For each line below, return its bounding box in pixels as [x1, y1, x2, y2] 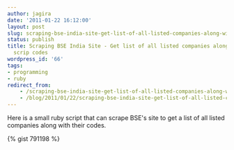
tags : [7, 62, 23, 69]
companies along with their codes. [7, 121, 107, 129]
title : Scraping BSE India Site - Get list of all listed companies [7, 43, 210, 50]
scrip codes [13, 50, 49, 57]
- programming [7, 68, 49, 75]
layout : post [7, 23, 45, 30]
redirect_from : [7, 82, 52, 89]
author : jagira [7, 10, 52, 17]
